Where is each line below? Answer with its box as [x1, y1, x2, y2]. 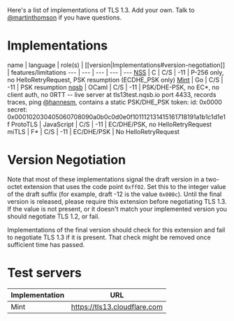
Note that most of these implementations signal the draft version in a [7, 174, 205, 184]
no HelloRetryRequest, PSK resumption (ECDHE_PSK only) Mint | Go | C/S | [7, 75, 224, 84]
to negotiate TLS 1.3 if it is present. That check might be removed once [7, 233, 211, 241]
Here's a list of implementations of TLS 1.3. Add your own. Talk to [7, 6, 195, 14]
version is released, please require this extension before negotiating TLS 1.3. [7, 197, 227, 205]
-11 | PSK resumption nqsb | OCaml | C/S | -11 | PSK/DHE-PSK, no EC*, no [7, 83, 220, 91]
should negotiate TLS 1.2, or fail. [7, 212, 100, 221]
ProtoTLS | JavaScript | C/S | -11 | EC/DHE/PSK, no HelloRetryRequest [11, 120, 212, 128]
